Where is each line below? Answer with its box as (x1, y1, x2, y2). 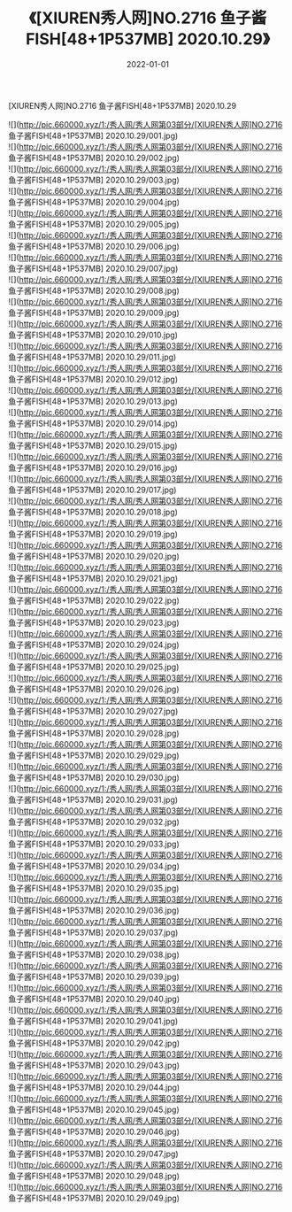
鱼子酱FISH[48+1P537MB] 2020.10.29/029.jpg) (8, 750, 180, 760)
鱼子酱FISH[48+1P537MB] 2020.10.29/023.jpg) (8, 617, 180, 628)
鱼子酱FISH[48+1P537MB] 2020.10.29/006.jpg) (8, 241, 181, 251)
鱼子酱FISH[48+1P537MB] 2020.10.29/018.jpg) (8, 506, 179, 517)
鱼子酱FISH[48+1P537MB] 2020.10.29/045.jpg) (8, 1104, 181, 1115)
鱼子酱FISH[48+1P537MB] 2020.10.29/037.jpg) (8, 927, 179, 938)
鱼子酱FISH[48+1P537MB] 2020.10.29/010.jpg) (8, 329, 179, 340)
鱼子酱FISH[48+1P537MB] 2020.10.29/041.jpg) (8, 1015, 179, 1026)
